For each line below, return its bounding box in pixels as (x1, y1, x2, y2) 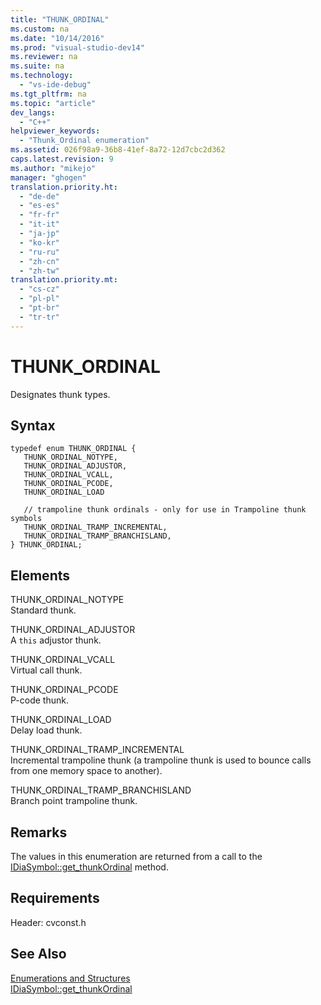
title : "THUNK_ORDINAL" (10, 14, 110, 25)
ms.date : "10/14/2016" (10, 33, 105, 43)
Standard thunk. (10, 604, 77, 616)
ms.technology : (10, 71, 74, 81)
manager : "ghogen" (10, 172, 87, 183)
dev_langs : (10, 107, 56, 118)
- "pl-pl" (19, 294, 60, 304)
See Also (10, 946, 67, 963)
